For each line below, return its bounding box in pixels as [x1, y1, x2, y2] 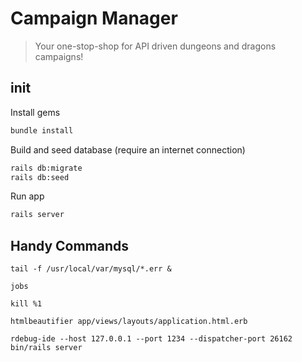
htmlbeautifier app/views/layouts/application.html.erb [10, 317, 248, 327]
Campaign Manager [10, 7, 178, 30]
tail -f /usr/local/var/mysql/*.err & [10, 264, 172, 274]
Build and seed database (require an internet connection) [10, 143, 246, 156]
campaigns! [34, 50, 84, 62]
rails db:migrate [10, 163, 83, 173]
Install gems [10, 106, 61, 118]
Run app [10, 190, 45, 202]
